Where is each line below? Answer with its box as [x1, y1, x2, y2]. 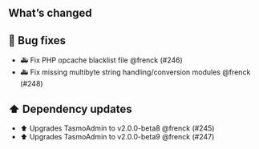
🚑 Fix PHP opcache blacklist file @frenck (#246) [19, 55, 183, 65]
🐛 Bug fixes [8, 34, 67, 47]
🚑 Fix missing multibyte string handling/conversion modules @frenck [19, 67, 251, 77]
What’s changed [8, 6, 92, 20]
